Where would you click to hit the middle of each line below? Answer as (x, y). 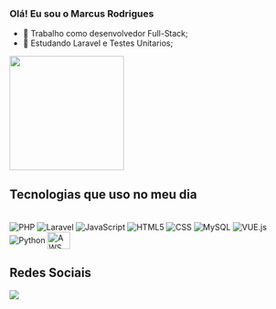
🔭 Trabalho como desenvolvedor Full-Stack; (106, 34)
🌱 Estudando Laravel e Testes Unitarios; (98, 43)
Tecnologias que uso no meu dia (103, 194)
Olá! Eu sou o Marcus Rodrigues (82, 14)
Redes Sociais (50, 273)
